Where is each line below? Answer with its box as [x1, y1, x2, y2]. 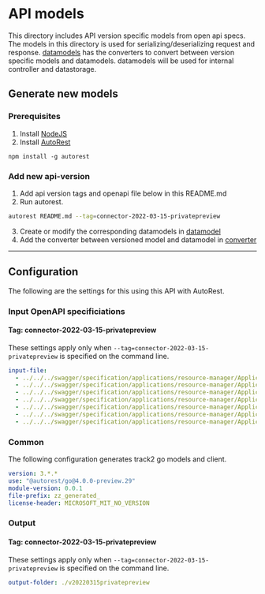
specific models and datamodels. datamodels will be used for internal [8, 56, 234, 65]
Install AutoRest [19, 137, 71, 147]
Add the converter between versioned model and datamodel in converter [19, 234, 257, 245]
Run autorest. [19, 196, 64, 206]
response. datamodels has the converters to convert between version [8, 47, 235, 57]
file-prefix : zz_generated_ [8, 491, 101, 499]
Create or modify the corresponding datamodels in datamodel [19, 226, 221, 236]
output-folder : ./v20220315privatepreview [8, 578, 150, 586]
